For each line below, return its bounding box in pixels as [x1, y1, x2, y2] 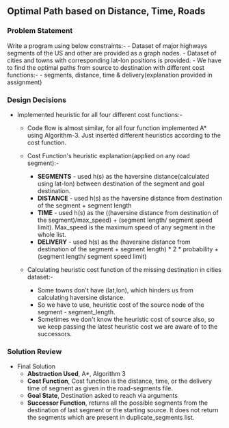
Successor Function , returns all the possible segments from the [27, 399, 208, 407]
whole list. [37, 230, 66, 238]
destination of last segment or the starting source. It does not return [27, 406, 219, 414]
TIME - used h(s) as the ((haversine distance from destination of [37, 208, 219, 216]
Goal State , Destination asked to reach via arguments [27, 392, 178, 400]
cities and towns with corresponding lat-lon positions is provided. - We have [7, 56, 222, 64]
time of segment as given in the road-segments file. [27, 384, 173, 392]
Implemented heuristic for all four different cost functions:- [16, 110, 183, 118]
